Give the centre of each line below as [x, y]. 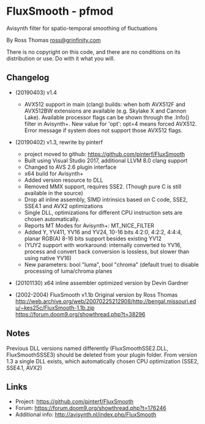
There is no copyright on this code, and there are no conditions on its [93, 52]
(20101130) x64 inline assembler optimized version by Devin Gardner [102, 283]
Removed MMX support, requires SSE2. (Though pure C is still [103, 186]
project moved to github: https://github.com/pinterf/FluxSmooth [105, 154]
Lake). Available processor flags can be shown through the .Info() [107, 117]
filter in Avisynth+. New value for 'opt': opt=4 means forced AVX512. [110, 124]
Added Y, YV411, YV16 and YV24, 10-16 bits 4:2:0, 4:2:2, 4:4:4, [103, 232]
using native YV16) [48, 258]
